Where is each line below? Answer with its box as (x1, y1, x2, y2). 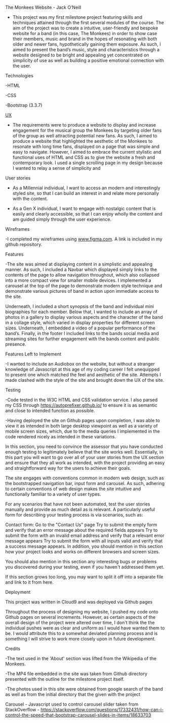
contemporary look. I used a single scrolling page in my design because (12, 160, 163, 166)
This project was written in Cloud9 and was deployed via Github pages (5, 599, 153, 605)
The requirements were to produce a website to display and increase (12, 122, 156, 128)
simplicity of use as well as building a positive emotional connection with (12, 57, 164, 63)
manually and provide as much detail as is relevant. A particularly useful (5, 506, 155, 513)
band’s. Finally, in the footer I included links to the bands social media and (5, 330, 159, 336)
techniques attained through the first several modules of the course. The (12, 20, 164, 25)
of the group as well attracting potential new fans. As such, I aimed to (12, 133, 157, 139)
